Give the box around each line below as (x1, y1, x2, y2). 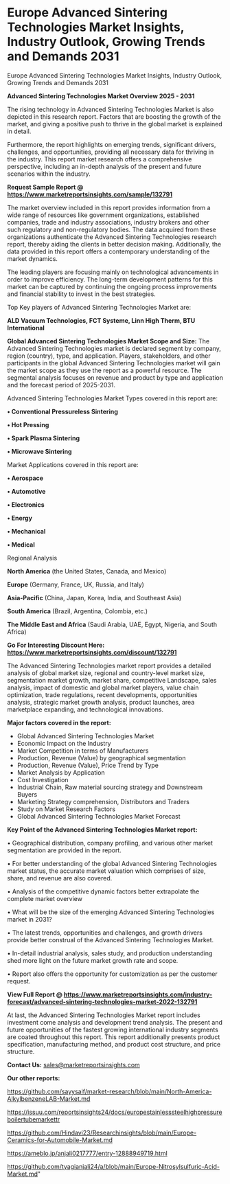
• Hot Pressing (7, 420, 49, 429)
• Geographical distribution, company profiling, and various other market (7, 839, 214, 847)
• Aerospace (7, 474, 43, 482)
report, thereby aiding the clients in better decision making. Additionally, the (7, 240, 222, 248)
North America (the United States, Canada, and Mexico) (7, 567, 167, 575)
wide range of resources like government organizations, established (7, 211, 200, 219)
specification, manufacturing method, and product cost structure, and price (7, 1040, 221, 1048)
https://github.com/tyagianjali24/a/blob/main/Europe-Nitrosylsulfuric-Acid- (7, 1162, 220, 1170)
